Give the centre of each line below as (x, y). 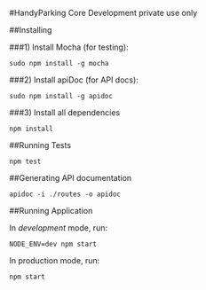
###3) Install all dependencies (65, 113)
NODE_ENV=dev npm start (53, 244)
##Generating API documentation (71, 178)
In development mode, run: (59, 228)
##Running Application (51, 211)
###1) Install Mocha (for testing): (69, 47)
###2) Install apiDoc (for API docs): (74, 80)
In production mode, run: (55, 260)
